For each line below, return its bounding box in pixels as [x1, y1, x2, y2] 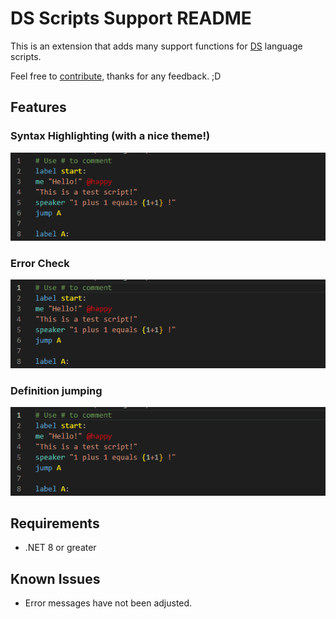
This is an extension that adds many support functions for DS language [10, 40, 303, 52]
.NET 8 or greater [24, 542, 97, 554]
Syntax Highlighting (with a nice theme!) [10, 129, 211, 143]
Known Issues [10, 570, 101, 587]
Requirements [10, 515, 100, 532]
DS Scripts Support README [10, 7, 252, 30]
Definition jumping [10, 383, 103, 397]
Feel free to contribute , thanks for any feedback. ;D [10, 70, 222, 82]
